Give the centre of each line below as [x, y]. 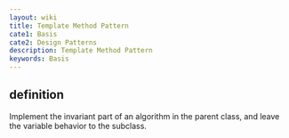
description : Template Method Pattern [81, 51]
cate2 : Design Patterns [53, 42]
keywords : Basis [39, 59]
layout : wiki [33, 17]
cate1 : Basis [33, 34]
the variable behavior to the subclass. [78, 126]
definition [37, 95]
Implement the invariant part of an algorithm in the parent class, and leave [144, 116]
